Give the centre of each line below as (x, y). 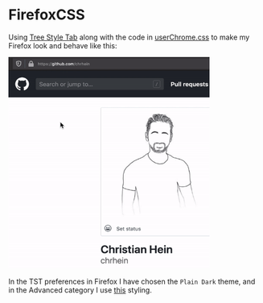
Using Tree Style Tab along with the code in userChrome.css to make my (129, 37)
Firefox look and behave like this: (63, 45)
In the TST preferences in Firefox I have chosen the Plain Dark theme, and (132, 281)
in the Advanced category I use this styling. (80, 290)
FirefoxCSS (47, 15)
